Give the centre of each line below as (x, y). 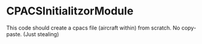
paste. (14, 34)
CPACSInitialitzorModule (70, 11)
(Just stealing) (41, 34)
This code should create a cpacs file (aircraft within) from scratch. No (93, 28)
